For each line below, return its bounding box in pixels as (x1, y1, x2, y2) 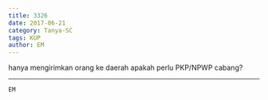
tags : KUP (8, 33, 41, 42)
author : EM (8, 41, 45, 49)
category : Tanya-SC (8, 26, 73, 34)
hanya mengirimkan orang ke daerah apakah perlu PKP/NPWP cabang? (8, 63, 243, 72)
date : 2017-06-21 (8, 19, 66, 27)
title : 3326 (8, 11, 48, 20)
